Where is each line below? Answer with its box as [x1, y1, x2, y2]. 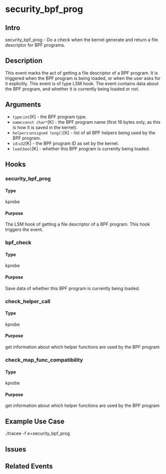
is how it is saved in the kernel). [12, 124, 77, 130]
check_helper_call [5, 298, 51, 305]
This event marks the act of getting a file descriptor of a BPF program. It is [5, 70, 158, 76]
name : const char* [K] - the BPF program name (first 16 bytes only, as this [12, 119, 161, 125]
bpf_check [5, 239, 31, 246]
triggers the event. [5, 226, 43, 232]
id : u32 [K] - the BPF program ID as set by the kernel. [12, 140, 119, 146]
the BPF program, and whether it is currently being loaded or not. [5, 86, 139, 92]
